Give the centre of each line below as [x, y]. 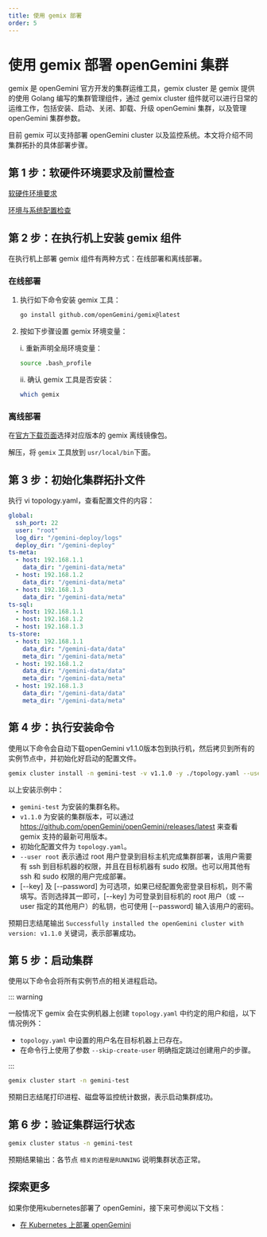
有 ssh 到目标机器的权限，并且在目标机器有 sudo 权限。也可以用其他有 [135, 866]
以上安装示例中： [36, 789]
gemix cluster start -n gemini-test [69, 1081]
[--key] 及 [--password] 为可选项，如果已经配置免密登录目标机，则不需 [136, 886]
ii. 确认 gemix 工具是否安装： [67, 380]
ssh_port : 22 [37, 523]
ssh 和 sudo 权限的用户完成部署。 [75, 876]
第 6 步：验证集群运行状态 [72, 1124]
